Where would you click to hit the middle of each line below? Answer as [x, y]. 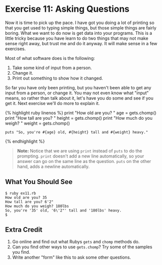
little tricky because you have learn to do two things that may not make [77, 38]
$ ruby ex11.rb [21, 193]
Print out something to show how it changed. [57, 78]
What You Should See [39, 182]
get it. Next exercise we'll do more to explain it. [52, 103]
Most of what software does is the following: [50, 58]
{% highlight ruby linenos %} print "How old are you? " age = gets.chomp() [81, 113]
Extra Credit [24, 230]
